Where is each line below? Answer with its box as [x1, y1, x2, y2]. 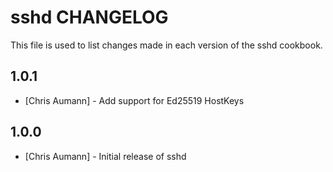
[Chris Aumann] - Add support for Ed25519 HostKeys [24, 94, 245, 106]
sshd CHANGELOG [10, 6, 169, 29]
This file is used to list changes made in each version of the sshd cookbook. [10, 39, 323, 51]
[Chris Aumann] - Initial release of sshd [24, 150, 187, 162]
